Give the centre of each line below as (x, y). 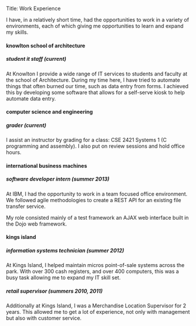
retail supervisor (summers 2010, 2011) (55, 291)
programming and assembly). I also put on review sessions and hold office (95, 146)
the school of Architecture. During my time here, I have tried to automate (93, 80)
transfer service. (26, 206)
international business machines (47, 165)
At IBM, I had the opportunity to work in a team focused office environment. (97, 194)
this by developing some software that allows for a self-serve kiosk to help (95, 92)
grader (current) (26, 125)
